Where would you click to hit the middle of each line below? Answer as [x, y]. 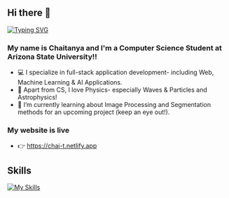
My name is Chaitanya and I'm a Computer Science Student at [114, 48]
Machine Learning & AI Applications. [70, 83]
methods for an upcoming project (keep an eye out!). [93, 112]
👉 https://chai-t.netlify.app [57, 146]
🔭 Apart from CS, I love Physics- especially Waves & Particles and [112, 90]
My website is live [39, 130]
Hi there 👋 [29, 13]
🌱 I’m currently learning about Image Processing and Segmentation [114, 105]
